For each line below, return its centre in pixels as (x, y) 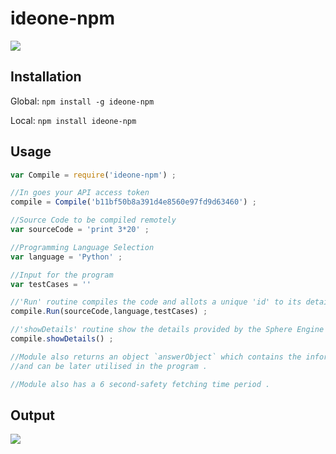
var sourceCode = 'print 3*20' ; (80, 230)
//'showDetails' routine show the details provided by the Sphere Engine (167, 330)
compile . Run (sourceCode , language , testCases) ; (109, 312)
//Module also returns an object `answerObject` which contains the (156, 357)
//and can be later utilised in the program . (109, 366)
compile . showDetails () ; (62, 339)
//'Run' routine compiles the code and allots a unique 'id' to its (156, 302)
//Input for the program (62, 275)
